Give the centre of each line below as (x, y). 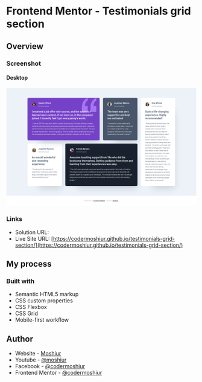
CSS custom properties (44, 301)
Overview (25, 46)
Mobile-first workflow (42, 320)
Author (20, 339)
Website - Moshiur (38, 354)
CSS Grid (26, 314)
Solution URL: (32, 232)
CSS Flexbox (31, 307)
